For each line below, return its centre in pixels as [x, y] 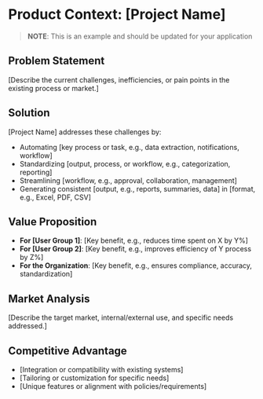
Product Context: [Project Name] [117, 15]
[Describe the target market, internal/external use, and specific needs [121, 318]
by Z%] [31, 258]
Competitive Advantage [68, 351]
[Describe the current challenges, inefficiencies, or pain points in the [119, 79]
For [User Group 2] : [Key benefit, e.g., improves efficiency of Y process [135, 249]
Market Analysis [49, 299]
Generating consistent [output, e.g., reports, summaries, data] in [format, [137, 189]
